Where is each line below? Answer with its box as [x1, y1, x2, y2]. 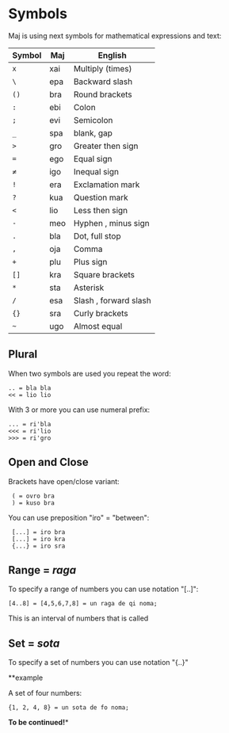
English [97, 49, 127, 60]
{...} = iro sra [11, 542, 66, 550]
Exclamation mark [73, 179, 140, 190]
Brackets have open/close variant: [8, 476, 120, 486]
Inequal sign [73, 166, 119, 177]
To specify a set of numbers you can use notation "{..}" [8, 658, 189, 667]
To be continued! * [8, 718, 69, 727]
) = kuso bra [11, 498, 55, 507]
